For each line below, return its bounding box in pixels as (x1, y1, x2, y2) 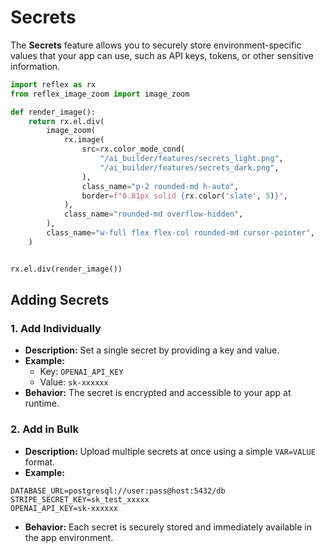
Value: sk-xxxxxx (39, 376, 109, 388)
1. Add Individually (10, 322, 102, 335)
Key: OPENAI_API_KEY (39, 366, 124, 378)
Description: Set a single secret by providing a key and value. (24, 344, 280, 356)
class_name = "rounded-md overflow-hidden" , (63, 209, 244, 220)
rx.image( (63, 135, 105, 145)
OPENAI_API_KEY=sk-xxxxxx (10, 503, 118, 513)
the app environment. (24, 531, 114, 543)
